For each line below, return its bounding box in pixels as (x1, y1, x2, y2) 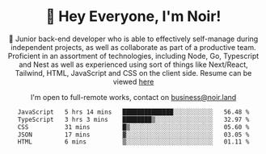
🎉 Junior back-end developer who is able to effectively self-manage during (8, 34, 259, 44)
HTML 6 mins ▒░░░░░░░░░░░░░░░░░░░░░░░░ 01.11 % (17, 138, 250, 146)
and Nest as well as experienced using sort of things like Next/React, (19, 60, 248, 69)
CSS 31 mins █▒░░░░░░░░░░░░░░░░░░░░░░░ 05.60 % (17, 123, 250, 131)
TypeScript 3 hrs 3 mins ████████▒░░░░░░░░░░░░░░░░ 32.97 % (17, 115, 250, 123)
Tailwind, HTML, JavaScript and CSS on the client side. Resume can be (15, 68, 252, 77)
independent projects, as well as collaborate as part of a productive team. (11, 42, 256, 52)
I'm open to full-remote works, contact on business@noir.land (30, 92, 237, 102)
